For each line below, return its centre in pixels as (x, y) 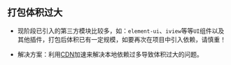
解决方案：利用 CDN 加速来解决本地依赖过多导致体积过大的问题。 (110, 54)
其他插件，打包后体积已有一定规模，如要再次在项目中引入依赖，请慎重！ (121, 39)
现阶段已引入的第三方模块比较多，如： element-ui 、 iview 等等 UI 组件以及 (121, 31)
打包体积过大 (35, 13)
